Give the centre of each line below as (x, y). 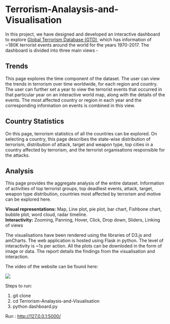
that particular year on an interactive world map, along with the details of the (85, 94)
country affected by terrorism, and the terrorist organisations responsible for (85, 150)
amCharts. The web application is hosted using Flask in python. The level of (84, 241)
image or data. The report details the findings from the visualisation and (80, 251)
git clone (22, 296)
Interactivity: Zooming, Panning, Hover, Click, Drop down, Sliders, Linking (83, 220)
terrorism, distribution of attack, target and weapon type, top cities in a (79, 144)
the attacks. (18, 155)
